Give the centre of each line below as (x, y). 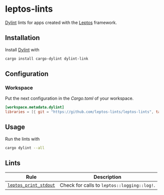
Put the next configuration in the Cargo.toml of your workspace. (69, 98)
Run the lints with (22, 139)
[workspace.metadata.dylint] (35, 108)
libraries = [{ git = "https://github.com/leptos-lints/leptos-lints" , (79, 112)
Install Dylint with (22, 49)
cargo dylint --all (25, 148)
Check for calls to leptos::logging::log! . (107, 185)
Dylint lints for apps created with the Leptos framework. (61, 22)
